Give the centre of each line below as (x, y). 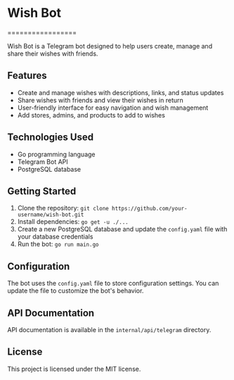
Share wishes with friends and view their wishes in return (100, 100)
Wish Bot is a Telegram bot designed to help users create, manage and (110, 46)
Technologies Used (50, 138)
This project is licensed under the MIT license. (74, 369)
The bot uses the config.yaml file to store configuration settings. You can (113, 284)
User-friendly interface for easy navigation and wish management (113, 108)
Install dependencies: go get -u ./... (73, 222)
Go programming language (57, 154)
